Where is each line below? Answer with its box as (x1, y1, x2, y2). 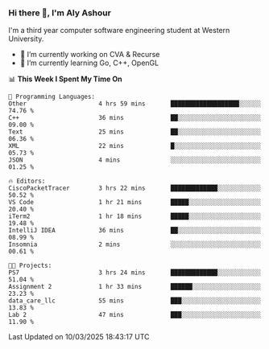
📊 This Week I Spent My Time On (8, 74, 122, 84)
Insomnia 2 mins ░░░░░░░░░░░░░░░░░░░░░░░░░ (8, 240, 262, 248)
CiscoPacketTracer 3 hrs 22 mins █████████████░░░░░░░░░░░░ (8, 184, 262, 192)
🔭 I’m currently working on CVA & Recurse (19, 50, 160, 60)
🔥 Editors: (8, 177, 46, 186)
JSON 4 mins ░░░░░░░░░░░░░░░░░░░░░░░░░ (8, 156, 262, 164)
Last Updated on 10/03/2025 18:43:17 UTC (8, 332, 151, 342)
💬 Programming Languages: (8, 92, 95, 101)
